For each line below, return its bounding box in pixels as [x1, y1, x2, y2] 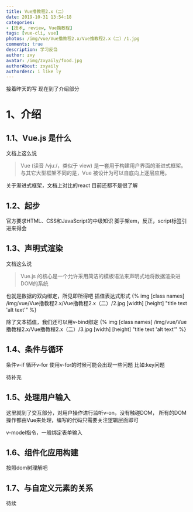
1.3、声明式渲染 [6, 244, 63, 254]
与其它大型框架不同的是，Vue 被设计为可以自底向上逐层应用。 [20, 169, 170, 176]
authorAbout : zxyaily [6, 63, 59, 69]
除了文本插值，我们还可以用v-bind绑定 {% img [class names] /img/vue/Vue [6, 318, 187, 325]
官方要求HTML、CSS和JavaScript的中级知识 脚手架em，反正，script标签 [6, 217, 182, 224]
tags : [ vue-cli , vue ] [6, 30, 59, 36]
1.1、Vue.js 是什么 [6, 133, 71, 143]
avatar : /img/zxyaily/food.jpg [6, 57, 82, 63]
